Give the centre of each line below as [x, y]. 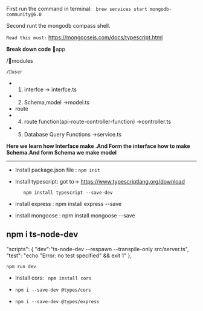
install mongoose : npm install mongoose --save [75, 216]
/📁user [14, 72]
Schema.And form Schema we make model [61, 152]
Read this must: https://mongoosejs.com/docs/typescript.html [85, 37]
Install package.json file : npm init [58, 170]
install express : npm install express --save [68, 204]
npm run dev [21, 266]
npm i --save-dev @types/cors [53, 290]
